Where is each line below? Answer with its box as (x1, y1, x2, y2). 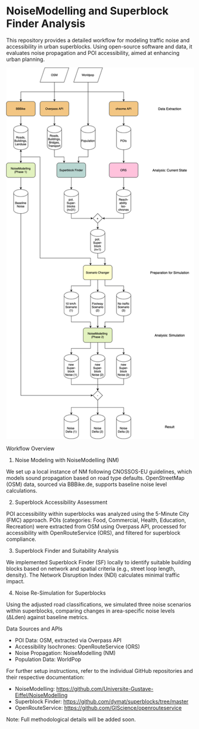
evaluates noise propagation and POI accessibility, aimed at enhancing (6, 49, 180, 56)
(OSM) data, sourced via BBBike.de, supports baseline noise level (6, 481, 167, 488)
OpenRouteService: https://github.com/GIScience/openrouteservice (14, 705, 182, 712)
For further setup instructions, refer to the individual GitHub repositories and (6, 668, 193, 675)
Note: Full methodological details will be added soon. (6, 716, 136, 723)
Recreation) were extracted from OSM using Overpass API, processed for (6, 523, 186, 530)
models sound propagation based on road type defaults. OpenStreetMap (6, 475, 185, 482)
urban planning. (6, 56, 45, 63)
